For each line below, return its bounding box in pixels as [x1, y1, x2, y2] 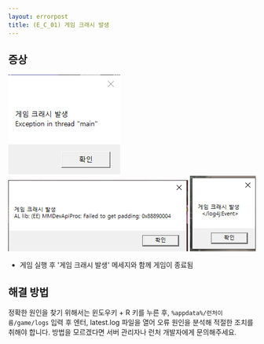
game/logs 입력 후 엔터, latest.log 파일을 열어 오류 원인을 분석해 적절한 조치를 [16, 318, 254, 328]
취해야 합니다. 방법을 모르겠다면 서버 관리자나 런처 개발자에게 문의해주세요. [8, 328, 237, 337]
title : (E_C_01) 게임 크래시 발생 [8, 20, 110, 29]
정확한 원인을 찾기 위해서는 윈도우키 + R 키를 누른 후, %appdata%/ [8, 308, 207, 317]
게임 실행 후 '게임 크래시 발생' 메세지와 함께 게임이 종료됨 [19, 260, 194, 270]
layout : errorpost [8, 13, 68, 20]
